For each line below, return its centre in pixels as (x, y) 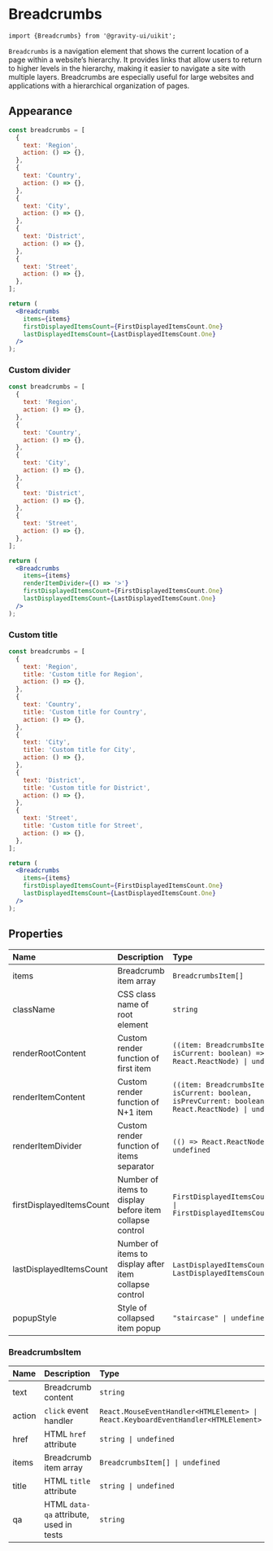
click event (67, 1410)
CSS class (136, 994)
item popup (139, 1328)
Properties (36, 934)
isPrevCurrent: (202, 1101)
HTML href (65, 1434)
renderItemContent (49, 1096)
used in (58, 1524)
